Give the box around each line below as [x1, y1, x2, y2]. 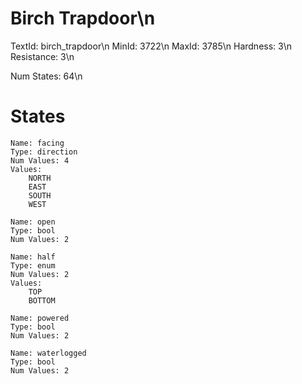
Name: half [10, 252, 56, 262]
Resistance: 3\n [10, 50, 75, 62]
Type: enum [10, 260, 56, 271]
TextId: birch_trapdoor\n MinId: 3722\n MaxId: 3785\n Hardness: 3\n [10, 40, 293, 52]
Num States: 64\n [10, 70, 83, 82]
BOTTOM [28, 295, 56, 306]
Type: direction [10, 147, 78, 157]
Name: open [10, 217, 56, 227]
